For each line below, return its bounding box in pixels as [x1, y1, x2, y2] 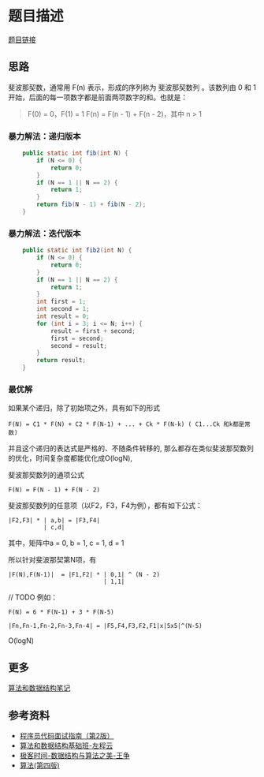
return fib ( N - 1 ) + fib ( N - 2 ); [36, 200, 147, 209]
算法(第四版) [19, 760, 61, 770]
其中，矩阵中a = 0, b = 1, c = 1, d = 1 [8, 538, 125, 548]
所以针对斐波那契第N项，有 [8, 555, 97, 565]
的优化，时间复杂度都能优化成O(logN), [8, 454, 132, 463]
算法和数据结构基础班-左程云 [19, 741, 113, 750]
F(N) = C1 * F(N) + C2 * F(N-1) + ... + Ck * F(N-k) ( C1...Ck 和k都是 [8, 420, 245, 428]
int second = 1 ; [36, 305, 90, 313]
